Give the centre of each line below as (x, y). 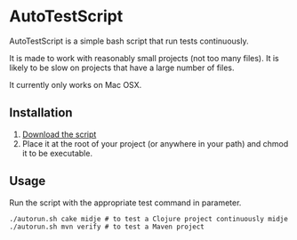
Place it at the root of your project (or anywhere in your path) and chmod (155, 143)
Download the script (59, 134)
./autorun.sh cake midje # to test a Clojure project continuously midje (149, 219)
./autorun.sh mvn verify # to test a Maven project (107, 227)
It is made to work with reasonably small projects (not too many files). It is (144, 58)
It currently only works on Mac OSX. (76, 84)
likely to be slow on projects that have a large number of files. (122, 68)
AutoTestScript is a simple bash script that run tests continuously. (129, 41)
